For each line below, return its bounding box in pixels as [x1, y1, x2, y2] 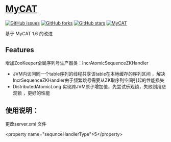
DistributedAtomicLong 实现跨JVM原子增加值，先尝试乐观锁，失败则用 [12, 83, 162, 89]
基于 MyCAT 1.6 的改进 [5, 30, 53, 36]
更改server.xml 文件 [5, 121, 47, 127]
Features [5, 45, 34, 54]
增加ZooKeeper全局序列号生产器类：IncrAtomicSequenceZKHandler [5, 60, 149, 66]
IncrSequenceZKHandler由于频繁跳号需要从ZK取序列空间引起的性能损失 [12, 77, 165, 83]
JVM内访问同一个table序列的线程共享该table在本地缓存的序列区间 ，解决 [12, 70, 166, 77]
